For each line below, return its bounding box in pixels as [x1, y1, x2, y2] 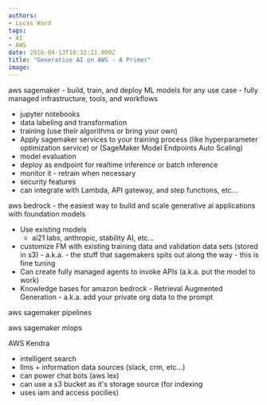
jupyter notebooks [19, 109, 80, 119]
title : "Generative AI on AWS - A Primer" [8, 56, 151, 64]
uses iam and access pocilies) [19, 387, 120, 397]
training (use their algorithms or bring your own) [19, 126, 178, 135]
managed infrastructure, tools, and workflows [8, 93, 158, 103]
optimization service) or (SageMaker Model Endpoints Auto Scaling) [19, 142, 243, 152]
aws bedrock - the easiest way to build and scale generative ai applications [8, 201, 256, 210]
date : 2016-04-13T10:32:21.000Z [8, 49, 116, 56]
